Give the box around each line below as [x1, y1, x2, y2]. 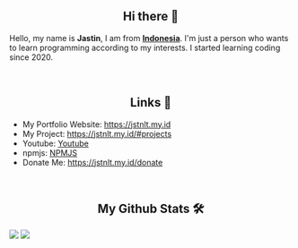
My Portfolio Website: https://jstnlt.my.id [22, 118, 171, 130]
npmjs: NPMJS [22, 147, 78, 158]
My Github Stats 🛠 [97, 201, 205, 217]
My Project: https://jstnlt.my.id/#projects [22, 128, 172, 139]
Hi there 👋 [122, 9, 180, 24]
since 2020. [9, 51, 54, 63]
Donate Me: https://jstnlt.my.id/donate [22, 157, 163, 167]
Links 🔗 [129, 95, 172, 110]
